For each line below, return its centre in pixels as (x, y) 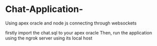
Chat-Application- (44, 9)
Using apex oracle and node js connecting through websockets (71, 23)
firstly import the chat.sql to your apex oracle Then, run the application (79, 32)
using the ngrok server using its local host (49, 38)
